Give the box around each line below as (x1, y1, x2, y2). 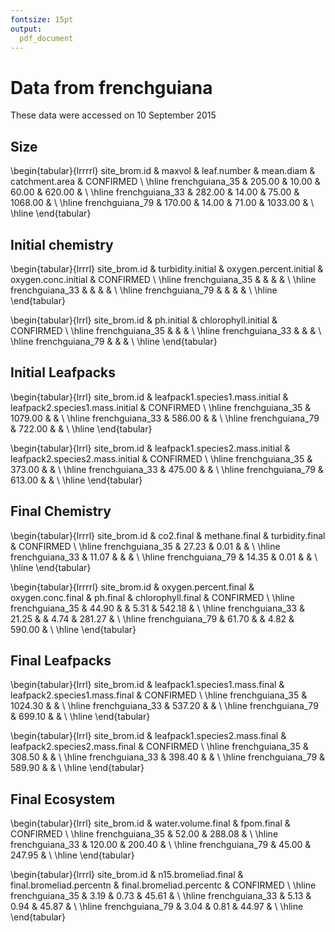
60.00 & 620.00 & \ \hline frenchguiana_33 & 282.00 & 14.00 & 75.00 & (10, 186, 300, 198)
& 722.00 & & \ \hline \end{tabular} (10, 422, 153, 435)
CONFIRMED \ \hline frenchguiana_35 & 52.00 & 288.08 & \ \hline (10, 828, 279, 840)
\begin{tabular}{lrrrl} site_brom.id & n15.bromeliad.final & (10, 869, 244, 881)
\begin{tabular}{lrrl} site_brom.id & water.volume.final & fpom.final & (10, 817, 291, 830)
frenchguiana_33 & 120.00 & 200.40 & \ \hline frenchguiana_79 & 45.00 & (10, 839, 312, 851)
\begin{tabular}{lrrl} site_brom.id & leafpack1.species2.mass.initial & (10, 442, 291, 454)
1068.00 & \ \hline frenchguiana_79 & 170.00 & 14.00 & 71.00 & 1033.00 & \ (10, 197, 315, 209)
